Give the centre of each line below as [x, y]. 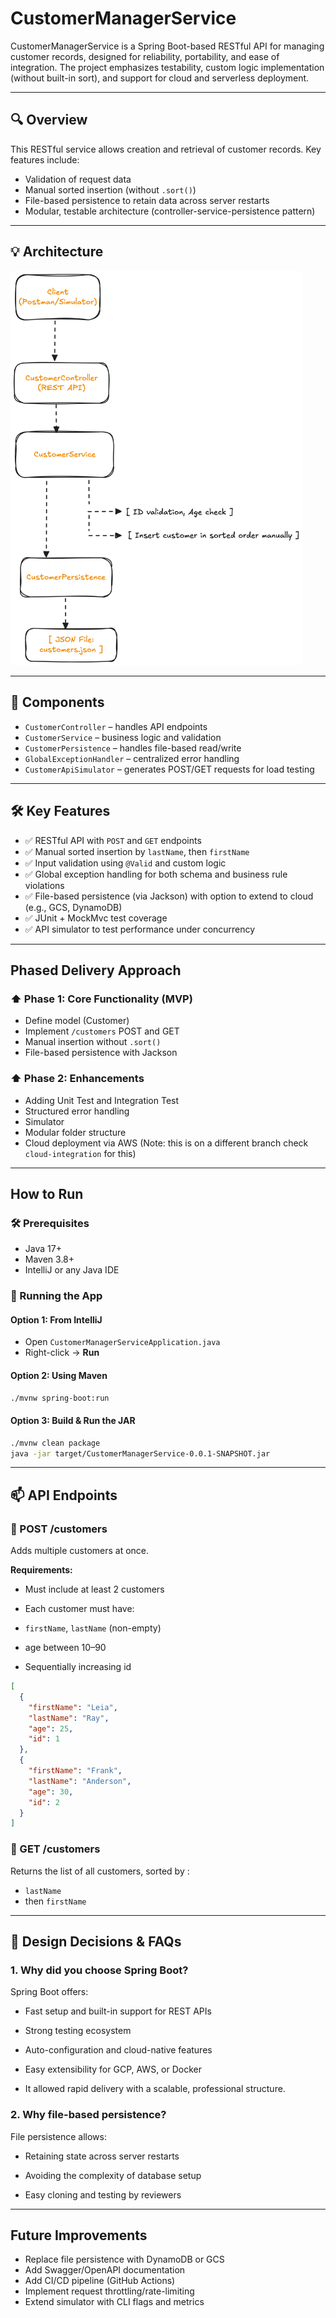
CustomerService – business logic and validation [123, 737]
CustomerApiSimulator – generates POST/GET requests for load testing [169, 769]
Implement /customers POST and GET [102, 1031]
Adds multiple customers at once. [80, 1551]
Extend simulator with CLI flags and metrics [114, 2302]
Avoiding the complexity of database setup [113, 2175]
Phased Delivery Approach [96, 970]
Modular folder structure [75, 1132]
